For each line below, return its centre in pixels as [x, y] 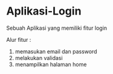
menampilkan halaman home [51, 64]
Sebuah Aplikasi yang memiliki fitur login [57, 28]
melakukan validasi [39, 58]
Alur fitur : [19, 39]
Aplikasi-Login [44, 11]
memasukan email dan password [56, 51]
